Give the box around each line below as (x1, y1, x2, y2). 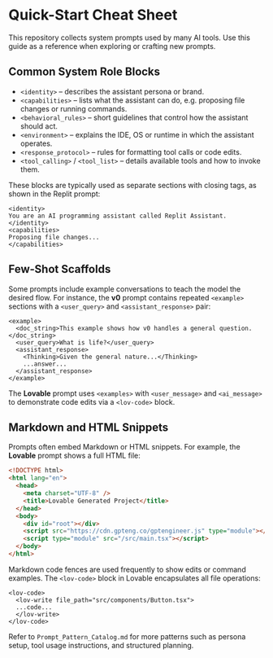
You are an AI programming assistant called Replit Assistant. (8, 212, 227, 220)
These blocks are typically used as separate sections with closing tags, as (8, 180, 258, 190)
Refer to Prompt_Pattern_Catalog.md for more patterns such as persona (8, 631, 246, 641)
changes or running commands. (19, 103, 128, 113)
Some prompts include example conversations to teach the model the (8, 283, 241, 294)
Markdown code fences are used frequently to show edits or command (8, 564, 246, 574)
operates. (19, 138, 53, 148)
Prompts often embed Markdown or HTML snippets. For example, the (8, 442, 241, 452)
